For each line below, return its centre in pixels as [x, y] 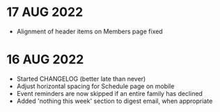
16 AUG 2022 [45, 59]
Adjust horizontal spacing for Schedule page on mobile [95, 86]
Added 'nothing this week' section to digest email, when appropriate [115, 101]
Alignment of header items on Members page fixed [89, 31]
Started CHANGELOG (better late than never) [81, 79]
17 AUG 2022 [45, 12]
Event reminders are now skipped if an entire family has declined [110, 93]
